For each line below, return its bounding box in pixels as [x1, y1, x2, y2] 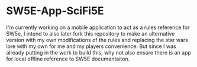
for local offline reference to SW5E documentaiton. [6, 55, 130, 62]
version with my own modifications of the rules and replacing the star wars [6, 36, 188, 43]
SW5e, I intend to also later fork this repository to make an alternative [6, 30, 175, 37]
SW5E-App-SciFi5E [6, 4, 105, 18]
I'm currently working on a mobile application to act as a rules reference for [6, 24, 190, 31]
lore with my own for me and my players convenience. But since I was [6, 43, 176, 50]
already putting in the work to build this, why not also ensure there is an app [6, 49, 191, 56]
